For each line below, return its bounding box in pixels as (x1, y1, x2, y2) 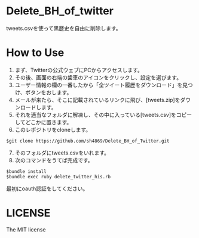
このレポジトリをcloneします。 (14, 126, 91, 133)
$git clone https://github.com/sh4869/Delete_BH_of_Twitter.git (6, 138, 170, 144)
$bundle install (6, 168, 47, 174)
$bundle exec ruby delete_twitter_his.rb (6, 174, 111, 180)
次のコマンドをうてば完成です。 (14, 156, 94, 163)
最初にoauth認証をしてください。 (6, 185, 88, 192)
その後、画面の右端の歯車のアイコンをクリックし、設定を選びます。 (14, 73, 182, 81)
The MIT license (6, 225, 46, 233)
